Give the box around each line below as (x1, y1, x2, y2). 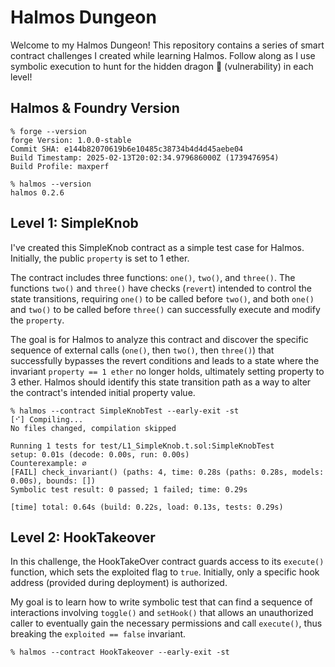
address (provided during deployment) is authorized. (10, 577, 228, 589)
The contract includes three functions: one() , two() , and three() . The (10, 271, 296, 283)
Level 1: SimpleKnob (10, 215, 139, 232)
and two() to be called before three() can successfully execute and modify (10, 303, 321, 315)
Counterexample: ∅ (10, 458, 87, 468)
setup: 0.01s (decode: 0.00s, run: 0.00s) (10, 449, 190, 460)
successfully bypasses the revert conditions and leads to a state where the (10, 354, 320, 366)
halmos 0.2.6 (10, 187, 65, 198)
